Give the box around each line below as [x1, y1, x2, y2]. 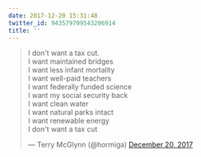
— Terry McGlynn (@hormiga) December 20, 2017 [27, 140, 194, 150]
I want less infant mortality [27, 65, 116, 75]
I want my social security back [27, 91, 128, 100]
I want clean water [27, 99, 89, 108]
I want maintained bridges [27, 57, 114, 66]
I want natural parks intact [27, 108, 114, 117]
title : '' [8, 26, 41, 34]
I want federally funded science [27, 82, 132, 92]
